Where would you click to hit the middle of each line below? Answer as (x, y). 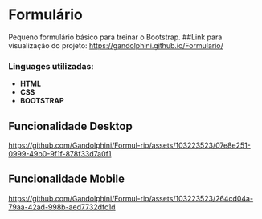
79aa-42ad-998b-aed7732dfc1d (62, 207)
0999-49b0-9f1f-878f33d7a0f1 (60, 154)
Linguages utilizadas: (51, 66)
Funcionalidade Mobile (67, 179)
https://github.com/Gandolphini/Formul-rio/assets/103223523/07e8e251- (129, 145)
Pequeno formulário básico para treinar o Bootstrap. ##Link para (115, 37)
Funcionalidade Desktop (70, 126)
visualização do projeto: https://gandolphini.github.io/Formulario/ (116, 45)
